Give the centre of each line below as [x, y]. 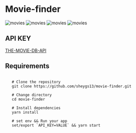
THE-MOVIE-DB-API [26, 50]
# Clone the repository [36, 82]
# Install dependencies [36, 108]
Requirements [27, 66]
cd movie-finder [28, 99]
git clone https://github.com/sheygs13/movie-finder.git [72, 86]
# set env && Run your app [40, 121]
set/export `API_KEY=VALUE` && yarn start [56, 125]
